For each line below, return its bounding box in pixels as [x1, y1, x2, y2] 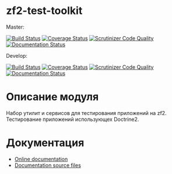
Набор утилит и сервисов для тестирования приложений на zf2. [6, 109, 167, 116]
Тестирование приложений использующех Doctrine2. [6, 116, 139, 123]
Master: [6, 23, 24, 30]
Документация [6, 136, 85, 149]
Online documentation [14, 155, 68, 162]
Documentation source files [14, 162, 82, 169]
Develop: [6, 52, 28, 59]
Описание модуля [6, 91, 99, 103]
